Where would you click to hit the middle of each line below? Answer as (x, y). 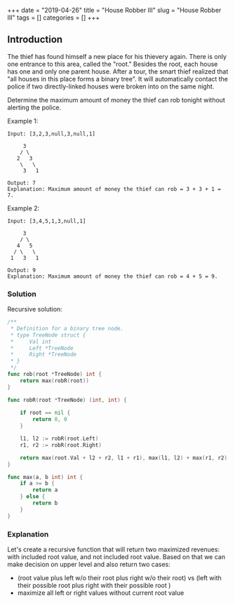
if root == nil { (45, 413)
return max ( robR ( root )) (55, 381)
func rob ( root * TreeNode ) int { (54, 375)
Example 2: (23, 208)
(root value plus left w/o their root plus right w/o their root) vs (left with (120, 578)
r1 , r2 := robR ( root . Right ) (61, 445)
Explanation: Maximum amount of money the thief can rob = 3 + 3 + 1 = (114, 189)
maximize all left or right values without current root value (101, 593)
